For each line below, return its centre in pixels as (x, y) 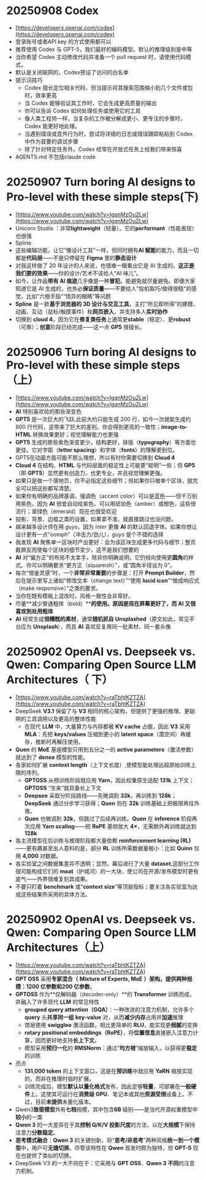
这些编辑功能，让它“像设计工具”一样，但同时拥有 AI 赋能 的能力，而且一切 (107, 250)
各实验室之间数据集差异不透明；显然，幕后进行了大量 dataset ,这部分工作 (107, 863)
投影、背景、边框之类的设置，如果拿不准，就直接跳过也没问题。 (96, 519)
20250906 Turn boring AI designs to (101, 352)
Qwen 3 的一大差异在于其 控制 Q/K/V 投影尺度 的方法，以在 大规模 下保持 (105, 1125)
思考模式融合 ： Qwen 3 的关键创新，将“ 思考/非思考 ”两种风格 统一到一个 (105, 1140)
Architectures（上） (59, 947)
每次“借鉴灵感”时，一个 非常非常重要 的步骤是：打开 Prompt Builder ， (102, 573)
